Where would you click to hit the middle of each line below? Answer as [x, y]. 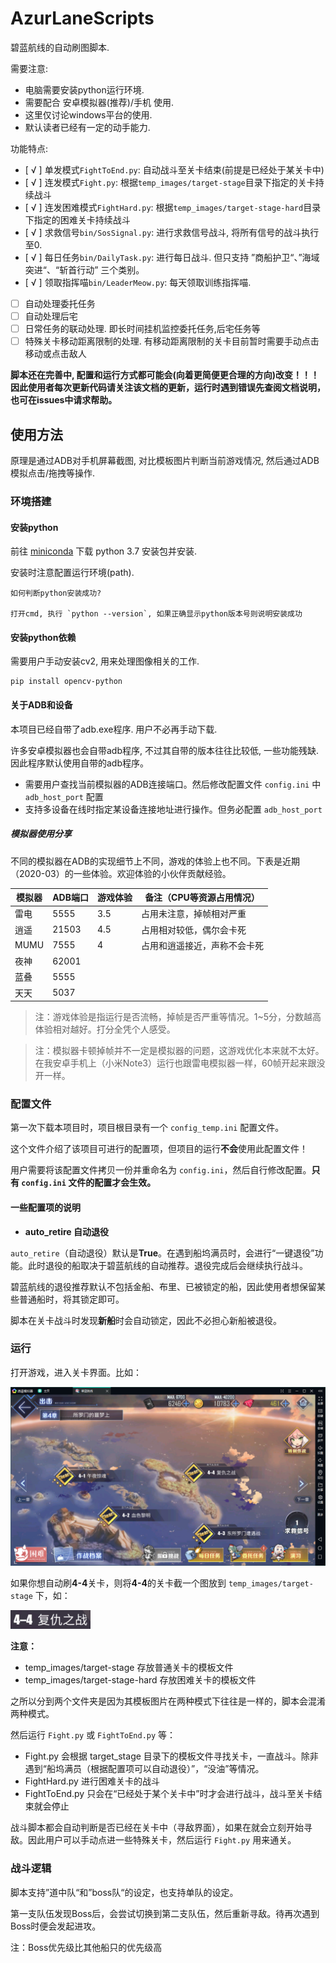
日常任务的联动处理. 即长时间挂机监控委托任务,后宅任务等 [142, 329]
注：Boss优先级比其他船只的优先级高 [86, 1947]
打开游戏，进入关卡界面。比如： [76, 1372]
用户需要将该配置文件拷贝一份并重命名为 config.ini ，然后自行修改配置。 [161, 1170]
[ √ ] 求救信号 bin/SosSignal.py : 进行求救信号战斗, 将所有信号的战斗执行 [172, 232]
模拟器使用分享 [41, 834]
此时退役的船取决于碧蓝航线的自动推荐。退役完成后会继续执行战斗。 [167, 1265]
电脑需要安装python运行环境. [84, 89]
